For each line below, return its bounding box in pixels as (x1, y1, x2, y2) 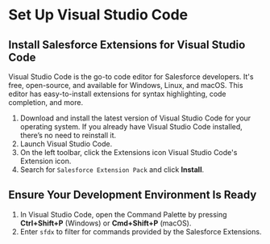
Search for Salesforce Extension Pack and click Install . (19, 165, 204, 175)
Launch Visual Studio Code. (19, 139, 113, 149)
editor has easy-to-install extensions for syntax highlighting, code (8, 89, 227, 99)
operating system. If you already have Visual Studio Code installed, (19, 122, 243, 131)
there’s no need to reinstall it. (19, 131, 117, 140)
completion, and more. (8, 98, 83, 107)
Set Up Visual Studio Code (8, 6, 189, 24)
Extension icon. (19, 156, 72, 166)
